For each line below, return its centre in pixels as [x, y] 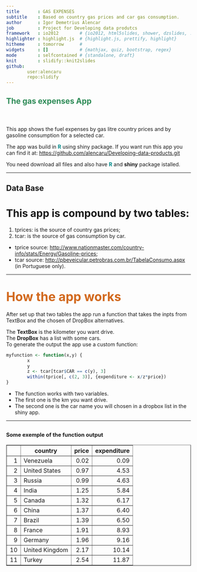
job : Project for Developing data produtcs [72, 28]
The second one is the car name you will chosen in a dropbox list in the [100, 406]
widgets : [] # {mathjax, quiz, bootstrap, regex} [89, 50]
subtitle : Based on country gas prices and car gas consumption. [93, 17]
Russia [33, 480]
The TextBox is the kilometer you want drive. [60, 332]
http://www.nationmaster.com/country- [97, 247]
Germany [36, 540]
